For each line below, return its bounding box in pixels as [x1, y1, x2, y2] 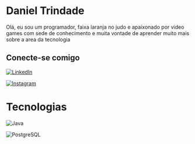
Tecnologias [6, 100, 67, 114]
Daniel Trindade [6, 4, 85, 18]
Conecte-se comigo [6, 53, 80, 63]
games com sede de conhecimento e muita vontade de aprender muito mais [6, 29, 190, 36]
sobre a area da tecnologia [6, 36, 71, 43]
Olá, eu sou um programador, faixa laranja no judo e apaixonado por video [6, 23, 184, 30]
